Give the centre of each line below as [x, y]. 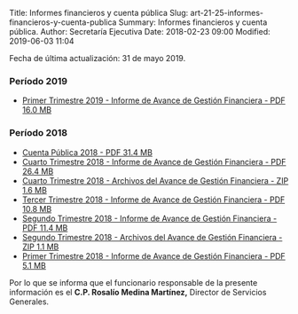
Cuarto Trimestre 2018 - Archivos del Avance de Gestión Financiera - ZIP [155, 180]
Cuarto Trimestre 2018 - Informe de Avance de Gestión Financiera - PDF [154, 161]
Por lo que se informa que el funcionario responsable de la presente [133, 282]
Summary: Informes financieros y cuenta [193, 22]
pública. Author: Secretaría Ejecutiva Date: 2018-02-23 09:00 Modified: [140, 31]
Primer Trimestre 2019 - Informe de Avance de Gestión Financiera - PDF [153, 100]
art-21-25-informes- [227, 13]
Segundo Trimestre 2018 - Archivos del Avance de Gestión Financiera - [152, 237]
